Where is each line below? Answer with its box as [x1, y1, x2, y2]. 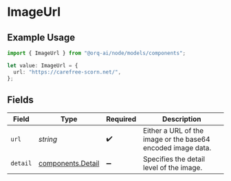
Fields [7, 94, 34, 105]
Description [162, 114, 201, 124]
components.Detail [38, 159, 100, 169]
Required [106, 114, 137, 124]
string [38, 135, 58, 145]
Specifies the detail [143, 154, 205, 164]
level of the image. [143, 163, 203, 173]
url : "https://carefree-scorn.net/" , [13, 68, 122, 76]
